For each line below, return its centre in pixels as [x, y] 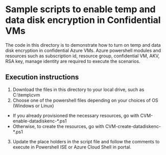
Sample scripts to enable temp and [80, 9]
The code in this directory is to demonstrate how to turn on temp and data [83, 45]
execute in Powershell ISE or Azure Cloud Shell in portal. [72, 147]
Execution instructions [42, 77]
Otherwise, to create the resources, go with [58, 126]
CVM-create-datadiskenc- [133, 126]
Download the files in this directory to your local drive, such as [78, 89]
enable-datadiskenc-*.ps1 [40, 121]
